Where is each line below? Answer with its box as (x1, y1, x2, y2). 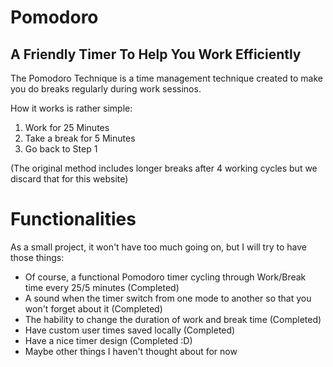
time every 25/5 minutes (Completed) (24, 281, 180, 293)
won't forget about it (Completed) (24, 302, 163, 315)
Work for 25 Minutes (24, 122, 110, 133)
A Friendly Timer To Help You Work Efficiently (10, 46, 302, 63)
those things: (10, 251, 65, 263)
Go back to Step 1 (24, 143, 98, 155)
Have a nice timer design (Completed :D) (24, 334, 193, 346)
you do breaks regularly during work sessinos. (10, 83, 202, 95)
